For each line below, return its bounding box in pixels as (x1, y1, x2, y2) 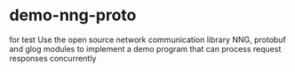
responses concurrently (9, 53, 97, 63)
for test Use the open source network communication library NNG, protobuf (9, 34, 286, 45)
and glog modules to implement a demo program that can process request (9, 43, 282, 54)
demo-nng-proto (9, 5, 137, 25)
